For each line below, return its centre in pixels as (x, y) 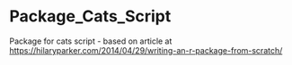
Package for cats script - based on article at (91, 41)
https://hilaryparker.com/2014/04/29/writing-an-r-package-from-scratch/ (146, 50)
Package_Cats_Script (90, 16)
